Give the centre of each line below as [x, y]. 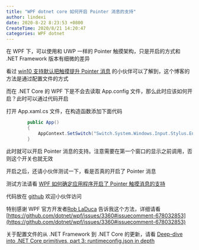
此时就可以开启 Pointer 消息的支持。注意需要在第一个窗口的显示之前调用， [97, 151]
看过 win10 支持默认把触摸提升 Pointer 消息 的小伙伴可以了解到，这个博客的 [98, 71]
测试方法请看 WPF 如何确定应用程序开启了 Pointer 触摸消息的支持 [86, 184]
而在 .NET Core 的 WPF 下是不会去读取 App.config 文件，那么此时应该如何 [97, 91]
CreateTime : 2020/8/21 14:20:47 [46, 28]
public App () [44, 123]
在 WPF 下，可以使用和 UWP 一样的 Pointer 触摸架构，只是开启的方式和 [93, 52]
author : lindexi [26, 17]
